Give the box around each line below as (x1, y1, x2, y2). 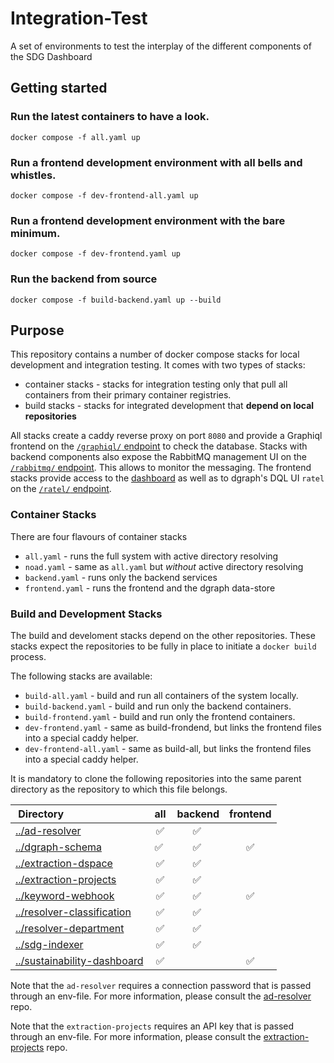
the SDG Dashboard (10, 50, 93, 62)
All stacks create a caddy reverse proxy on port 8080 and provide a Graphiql (10, 430, 323, 442)
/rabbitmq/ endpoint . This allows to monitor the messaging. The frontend (10, 462, 312, 474)
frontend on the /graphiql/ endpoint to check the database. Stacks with (10, 440, 308, 452)
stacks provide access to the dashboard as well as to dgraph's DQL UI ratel (10, 472, 325, 484)
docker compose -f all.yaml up (10, 132, 141, 142)
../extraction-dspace (15, 856, 113, 870)
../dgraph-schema (15, 840, 102, 854)
